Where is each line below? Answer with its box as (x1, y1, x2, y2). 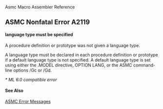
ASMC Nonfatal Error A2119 (5, 18, 90, 26)
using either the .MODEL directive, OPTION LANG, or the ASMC (5, 62, 132, 68)
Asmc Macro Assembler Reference (5, 4, 75, 10)
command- (133, 62, 156, 68)
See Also (5, 88, 23, 93)
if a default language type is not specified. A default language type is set (5, 57, 151, 62)
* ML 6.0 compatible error (5, 77, 57, 82)
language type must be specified (5, 31, 73, 37)
